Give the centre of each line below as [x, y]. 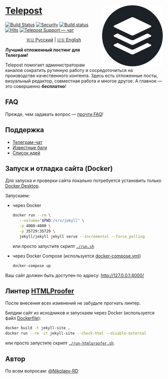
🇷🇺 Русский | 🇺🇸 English [54, 40]
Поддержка [24, 130]
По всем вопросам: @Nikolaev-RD [42, 371]
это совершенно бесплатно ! [36, 86]
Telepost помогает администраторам [45, 65]
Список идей [26, 153]
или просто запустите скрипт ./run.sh [53, 246]
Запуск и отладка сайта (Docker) [59, 168]
